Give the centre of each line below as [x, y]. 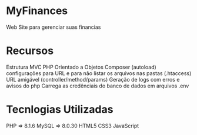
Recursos [30, 51]
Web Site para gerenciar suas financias [54, 27]
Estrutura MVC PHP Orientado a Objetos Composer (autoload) [81, 67]
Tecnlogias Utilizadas [60, 109]
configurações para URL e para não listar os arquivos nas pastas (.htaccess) [99, 73]
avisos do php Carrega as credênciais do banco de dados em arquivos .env [98, 86]
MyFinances [37, 11]
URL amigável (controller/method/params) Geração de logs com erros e [93, 79]
